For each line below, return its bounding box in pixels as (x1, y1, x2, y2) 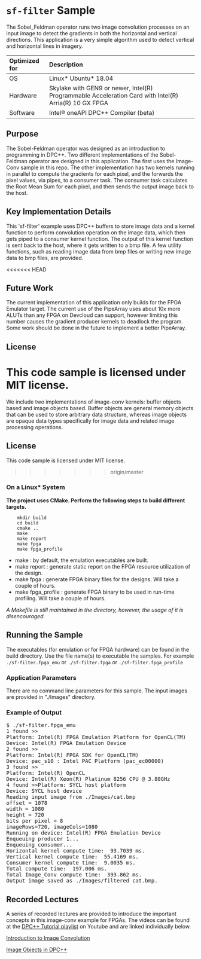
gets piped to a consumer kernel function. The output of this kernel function (6, 235, 193, 242)
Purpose (6, 129, 39, 139)
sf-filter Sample (6, 4, 96, 17)
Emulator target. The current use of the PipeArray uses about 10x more (6, 306, 181, 313)
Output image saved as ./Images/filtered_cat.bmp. (6, 877, 158, 884)
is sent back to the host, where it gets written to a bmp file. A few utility (6, 242, 182, 249)
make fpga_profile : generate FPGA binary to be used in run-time (14, 588, 175, 595)
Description (48, 60, 84, 69)
